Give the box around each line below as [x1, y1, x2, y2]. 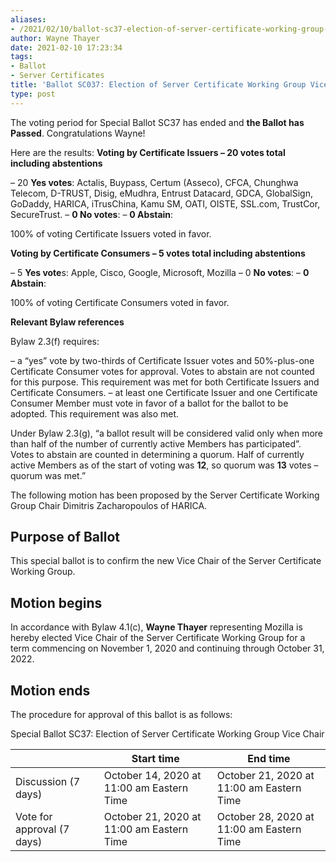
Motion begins [10, 594, 103, 611]
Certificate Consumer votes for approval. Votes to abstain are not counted [10, 365, 315, 377]
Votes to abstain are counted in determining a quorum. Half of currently [10, 448, 305, 460]
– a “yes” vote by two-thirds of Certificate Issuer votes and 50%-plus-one [10, 354, 315, 366]
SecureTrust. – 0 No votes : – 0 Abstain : [10, 208, 174, 220]
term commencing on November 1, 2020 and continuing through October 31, [10, 642, 325, 655]
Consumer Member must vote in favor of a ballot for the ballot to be [10, 397, 289, 409]
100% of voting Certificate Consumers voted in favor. [10, 296, 230, 308]
